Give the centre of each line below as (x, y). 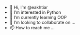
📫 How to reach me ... (32, 28)
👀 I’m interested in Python (35, 12)
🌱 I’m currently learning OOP (38, 17)
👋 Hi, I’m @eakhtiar (29, 7)
